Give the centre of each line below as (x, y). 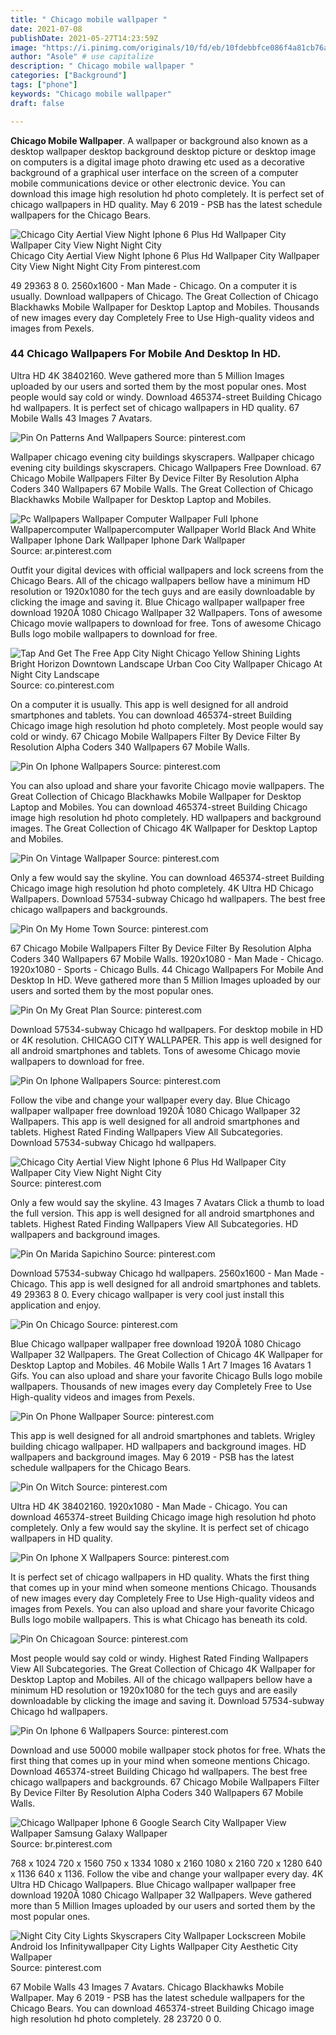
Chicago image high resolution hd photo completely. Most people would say (167, 725)
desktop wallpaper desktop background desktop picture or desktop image (163, 151)
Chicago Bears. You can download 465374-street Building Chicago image (162, 2008)
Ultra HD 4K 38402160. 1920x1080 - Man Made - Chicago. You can (149, 1506)
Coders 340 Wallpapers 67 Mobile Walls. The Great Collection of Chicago (162, 488)
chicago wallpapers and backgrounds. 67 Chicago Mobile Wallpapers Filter (165, 1782)
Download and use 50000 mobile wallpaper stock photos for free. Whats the (168, 1750)
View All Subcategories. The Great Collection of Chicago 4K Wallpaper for (163, 1668)
